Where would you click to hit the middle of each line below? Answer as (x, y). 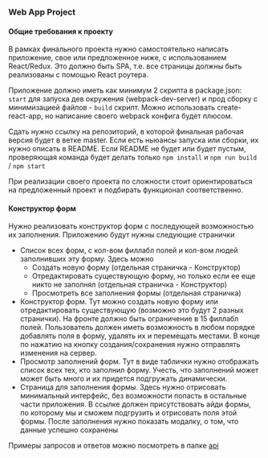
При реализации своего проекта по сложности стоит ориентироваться (130, 182)
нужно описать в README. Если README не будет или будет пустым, (127, 149)
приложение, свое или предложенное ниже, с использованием (118, 58)
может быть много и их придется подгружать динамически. (124, 379)
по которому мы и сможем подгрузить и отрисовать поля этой (128, 413)
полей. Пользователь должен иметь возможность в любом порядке (137, 328)
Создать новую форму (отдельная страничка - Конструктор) (136, 267)
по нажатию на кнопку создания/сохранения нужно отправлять (130, 345)
